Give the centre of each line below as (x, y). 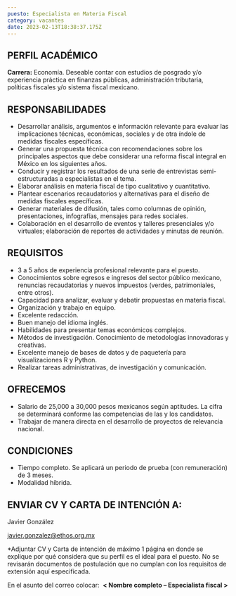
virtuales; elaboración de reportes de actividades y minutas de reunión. (120, 231)
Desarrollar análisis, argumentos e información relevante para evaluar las (123, 126)
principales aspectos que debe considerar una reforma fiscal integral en (122, 156)
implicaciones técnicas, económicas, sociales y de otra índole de (111, 134)
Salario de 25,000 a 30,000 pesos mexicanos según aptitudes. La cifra (120, 406)
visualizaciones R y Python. (57, 360)
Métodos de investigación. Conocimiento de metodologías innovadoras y (123, 337)
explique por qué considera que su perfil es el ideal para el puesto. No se (113, 557)
